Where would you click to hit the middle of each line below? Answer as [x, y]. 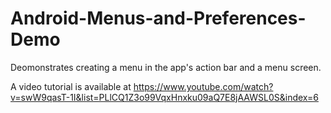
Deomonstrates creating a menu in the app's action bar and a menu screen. [166, 67]
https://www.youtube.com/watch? [203, 86]
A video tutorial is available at [71, 86]
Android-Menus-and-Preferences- [158, 18]
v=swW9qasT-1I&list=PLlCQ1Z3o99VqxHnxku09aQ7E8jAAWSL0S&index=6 [164, 97]
